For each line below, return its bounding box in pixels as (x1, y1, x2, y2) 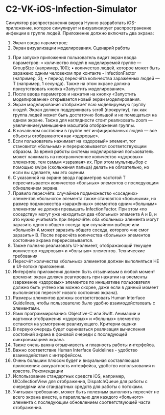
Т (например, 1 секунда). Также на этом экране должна (12, 80, 130, 87)
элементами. (12, 305, 41, 311)
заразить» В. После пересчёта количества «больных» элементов (12, 232, 151, 238)
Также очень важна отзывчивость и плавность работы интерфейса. (12, 342, 156, 348)
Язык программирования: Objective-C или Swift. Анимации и (12, 310, 141, 316)
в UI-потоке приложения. (12, 263, 66, 269)
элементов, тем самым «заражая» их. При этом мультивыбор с (12, 159, 147, 165)
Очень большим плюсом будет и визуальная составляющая (12, 357, 139, 363)
